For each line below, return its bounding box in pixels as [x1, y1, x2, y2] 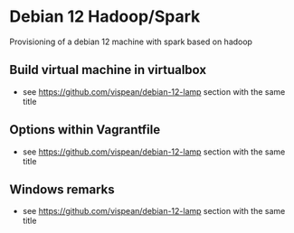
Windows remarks [9, 182, 115, 197]
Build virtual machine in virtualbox [9, 62, 206, 78]
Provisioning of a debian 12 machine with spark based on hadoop [9, 36, 253, 47]
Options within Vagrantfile [9, 122, 161, 137]
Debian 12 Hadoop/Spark [9, 6, 201, 27]
